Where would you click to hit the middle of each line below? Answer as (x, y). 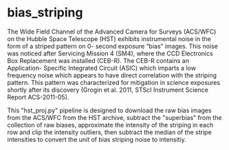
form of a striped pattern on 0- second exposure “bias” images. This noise (113, 46)
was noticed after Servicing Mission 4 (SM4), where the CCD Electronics (110, 53)
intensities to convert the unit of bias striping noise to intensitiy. (97, 139)
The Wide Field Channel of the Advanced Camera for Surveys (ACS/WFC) (112, 32)
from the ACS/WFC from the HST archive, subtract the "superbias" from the (115, 117)
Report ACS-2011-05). (38, 97)
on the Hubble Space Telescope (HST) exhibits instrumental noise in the (109, 38)
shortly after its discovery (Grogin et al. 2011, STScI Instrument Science (108, 90)
